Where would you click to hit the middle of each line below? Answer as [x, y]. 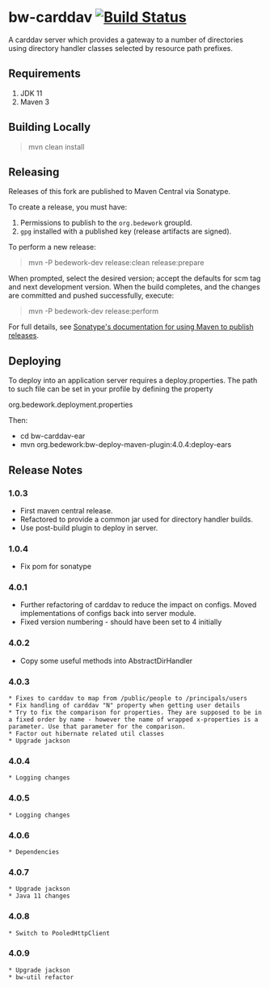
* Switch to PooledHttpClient [59, 933]
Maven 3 [35, 102]
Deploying [35, 361]
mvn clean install [56, 146]
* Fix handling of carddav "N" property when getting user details [124, 706]
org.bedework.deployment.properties [71, 405]
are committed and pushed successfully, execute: [91, 296]
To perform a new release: [53, 247]
